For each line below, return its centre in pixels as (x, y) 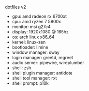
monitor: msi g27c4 (31, 27)
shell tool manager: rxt (34, 78)
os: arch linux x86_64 (33, 37)
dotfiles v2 (16, 7)
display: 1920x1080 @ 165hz (40, 32)
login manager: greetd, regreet (43, 57)
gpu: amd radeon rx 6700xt (39, 16)
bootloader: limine (30, 47)
